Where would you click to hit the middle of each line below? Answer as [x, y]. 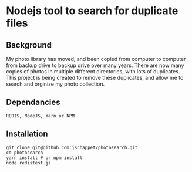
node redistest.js [28, 163]
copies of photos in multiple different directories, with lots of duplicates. [93, 71]
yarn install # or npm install [44, 158]
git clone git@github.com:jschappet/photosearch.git [72, 147]
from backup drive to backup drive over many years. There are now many [95, 65]
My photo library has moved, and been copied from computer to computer [96, 59]
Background [29, 45]
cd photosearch [25, 153]
